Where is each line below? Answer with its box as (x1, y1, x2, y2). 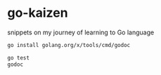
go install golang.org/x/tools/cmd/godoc (7, 41, 131, 48)
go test (7, 54, 30, 61)
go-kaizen (7, 5, 68, 21)
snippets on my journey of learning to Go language (7, 28, 155, 36)
